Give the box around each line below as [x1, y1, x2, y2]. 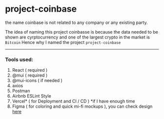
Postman [12, 88, 30, 94]
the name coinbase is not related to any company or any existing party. [5, 20, 148, 25]
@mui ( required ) [12, 72, 48, 79]
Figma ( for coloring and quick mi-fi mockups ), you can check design [12, 103, 153, 109]
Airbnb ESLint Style [12, 93, 51, 99]
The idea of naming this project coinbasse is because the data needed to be [5, 29, 159, 35]
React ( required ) [12, 67, 48, 73]
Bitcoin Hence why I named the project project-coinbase [5, 39, 121, 45]
